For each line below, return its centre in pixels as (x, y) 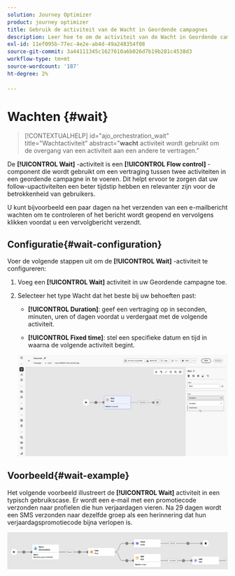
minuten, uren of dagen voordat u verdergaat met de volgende (117, 317)
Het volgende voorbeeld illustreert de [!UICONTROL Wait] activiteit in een (114, 492)
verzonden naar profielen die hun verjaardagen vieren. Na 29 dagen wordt (114, 507)
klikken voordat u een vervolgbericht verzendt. (74, 222)
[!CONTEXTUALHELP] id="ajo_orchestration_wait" (97, 136)
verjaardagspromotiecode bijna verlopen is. (70, 522)
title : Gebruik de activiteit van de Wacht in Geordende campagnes (108, 29)
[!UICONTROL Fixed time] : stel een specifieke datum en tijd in (117, 338)
